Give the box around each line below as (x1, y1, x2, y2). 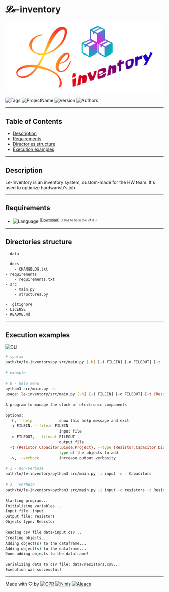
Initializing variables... (5, 503, 62, 508)
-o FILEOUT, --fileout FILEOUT (10, 434, 75, 440)
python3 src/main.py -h (5, 386, 55, 392)
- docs (5, 261, 19, 267)
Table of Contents (5, 117, 63, 126)
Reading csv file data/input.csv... (5, 530, 82, 535)
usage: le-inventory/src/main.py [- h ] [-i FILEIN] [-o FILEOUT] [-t (5, 392, 152, 397)
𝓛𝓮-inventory (5, 4, 61, 15)
